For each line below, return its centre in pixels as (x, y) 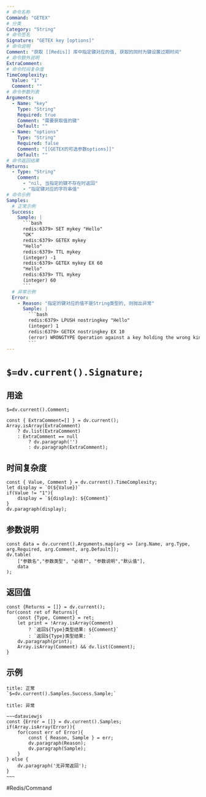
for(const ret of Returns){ (42, 612)
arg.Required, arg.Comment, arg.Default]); (63, 550)
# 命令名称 (18, 12)
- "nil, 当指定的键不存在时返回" (60, 184)
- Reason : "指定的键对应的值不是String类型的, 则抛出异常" (86, 303)
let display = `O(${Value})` (44, 488)
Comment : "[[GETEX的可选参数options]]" (66, 149)
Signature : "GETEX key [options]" (51, 41)
